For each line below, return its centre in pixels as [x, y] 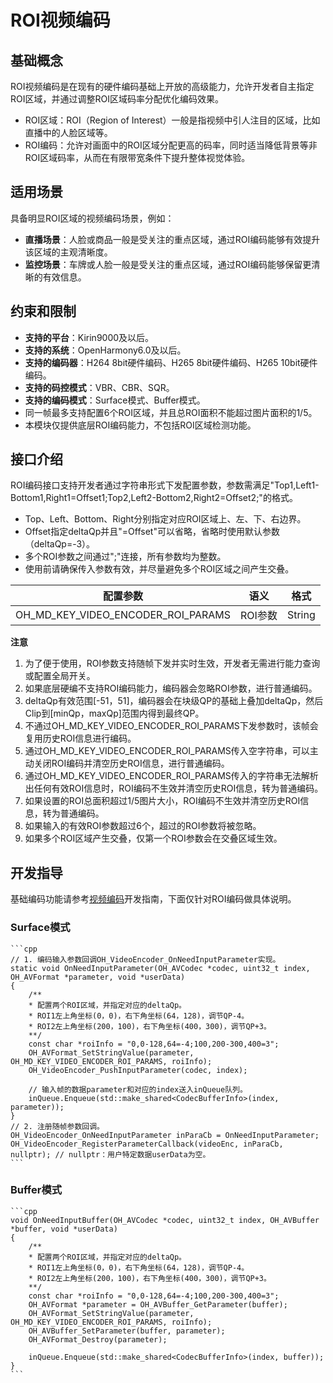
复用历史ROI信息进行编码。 [80, 738]
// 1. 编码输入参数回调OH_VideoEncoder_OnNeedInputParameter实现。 [145, 959]
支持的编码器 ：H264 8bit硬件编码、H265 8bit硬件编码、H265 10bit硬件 [171, 362]
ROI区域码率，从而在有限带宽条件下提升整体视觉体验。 [137, 157]
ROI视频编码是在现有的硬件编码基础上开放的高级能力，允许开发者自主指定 [162, 86]
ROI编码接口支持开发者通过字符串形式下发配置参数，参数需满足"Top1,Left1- [165, 485]
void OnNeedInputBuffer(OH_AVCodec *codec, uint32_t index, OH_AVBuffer [165, 1220]
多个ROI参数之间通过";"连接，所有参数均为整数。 [125, 557]
